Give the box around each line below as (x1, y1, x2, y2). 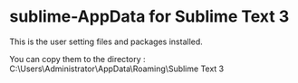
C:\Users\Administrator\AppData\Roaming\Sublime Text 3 (9, 63, 225, 74)
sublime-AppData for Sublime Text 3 (9, 6, 290, 27)
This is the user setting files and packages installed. (9, 36, 204, 47)
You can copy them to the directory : (9, 53, 147, 64)
